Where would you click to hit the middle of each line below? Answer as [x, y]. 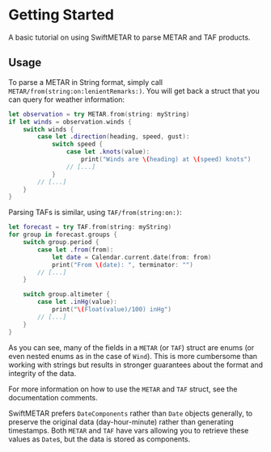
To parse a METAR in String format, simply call [86, 82]
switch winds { [49, 129]
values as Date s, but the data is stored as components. [100, 439]
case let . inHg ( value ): [77, 302]
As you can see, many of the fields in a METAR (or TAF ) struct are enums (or [131, 347]
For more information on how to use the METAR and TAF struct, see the [123, 389]
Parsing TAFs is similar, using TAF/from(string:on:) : [95, 213]
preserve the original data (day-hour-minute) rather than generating [121, 421]
